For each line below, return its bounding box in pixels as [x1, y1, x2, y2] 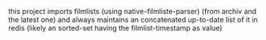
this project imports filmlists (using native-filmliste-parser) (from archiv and [8, 7, 257, 16]
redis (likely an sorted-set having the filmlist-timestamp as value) [8, 24, 223, 32]
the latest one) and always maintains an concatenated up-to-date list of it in [8, 15, 258, 24]
